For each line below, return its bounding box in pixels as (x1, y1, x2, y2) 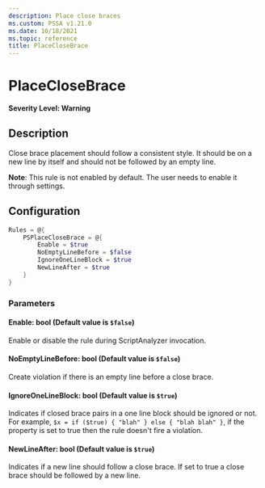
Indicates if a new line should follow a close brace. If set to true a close (8, 462, 245, 472)
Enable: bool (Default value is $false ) (8, 318, 135, 327)
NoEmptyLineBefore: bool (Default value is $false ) (8, 354, 181, 364)
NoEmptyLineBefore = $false (37, 248, 132, 257)
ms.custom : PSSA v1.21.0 (8, 19, 92, 27)
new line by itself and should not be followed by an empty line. (8, 157, 217, 166)
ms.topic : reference (8, 34, 78, 43)
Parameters (8, 297, 55, 309)
